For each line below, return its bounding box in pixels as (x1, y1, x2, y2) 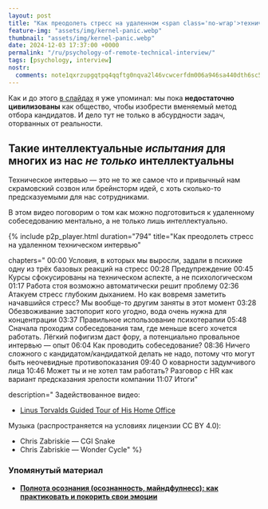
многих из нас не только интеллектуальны (8, 154, 235, 168)
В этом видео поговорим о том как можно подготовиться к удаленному (8, 208, 255, 217)
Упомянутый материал (8, 465, 104, 476)
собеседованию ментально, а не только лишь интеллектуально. (8, 217, 228, 226)
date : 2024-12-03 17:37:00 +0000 (8, 42, 120, 50)
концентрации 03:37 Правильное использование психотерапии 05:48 (8, 315, 247, 324)
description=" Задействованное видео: (8, 390, 141, 400)
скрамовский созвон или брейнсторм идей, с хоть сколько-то (8, 184, 222, 193)
